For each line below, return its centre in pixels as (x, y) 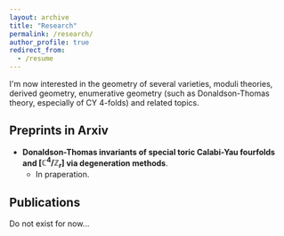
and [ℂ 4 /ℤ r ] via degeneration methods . (95, 163)
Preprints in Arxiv (59, 131)
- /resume (35, 59)
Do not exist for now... (49, 224)
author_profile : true (49, 42)
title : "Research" (43, 26)
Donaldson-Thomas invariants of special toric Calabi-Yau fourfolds (149, 152)
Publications (45, 202)
